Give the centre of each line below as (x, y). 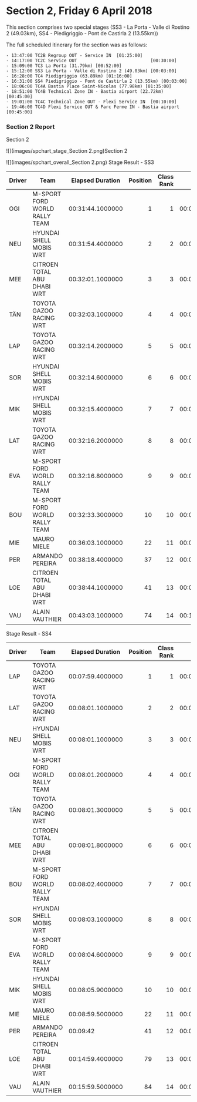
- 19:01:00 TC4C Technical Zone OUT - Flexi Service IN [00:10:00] (91, 102)
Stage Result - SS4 (29, 634)
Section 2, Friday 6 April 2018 (79, 11)
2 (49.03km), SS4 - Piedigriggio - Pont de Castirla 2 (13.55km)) (82, 33)
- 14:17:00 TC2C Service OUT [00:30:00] (91, 61)
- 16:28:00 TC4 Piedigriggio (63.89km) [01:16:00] (69, 76)
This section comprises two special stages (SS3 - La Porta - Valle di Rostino (98, 27)
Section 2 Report (30, 126)
